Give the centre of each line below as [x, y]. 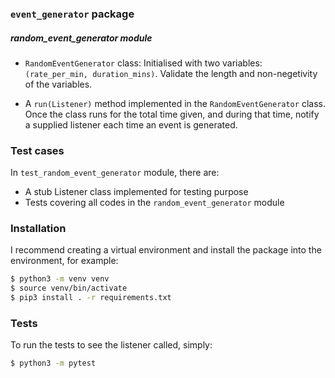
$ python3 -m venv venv [60, 279]
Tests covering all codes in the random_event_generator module [154, 203]
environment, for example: [64, 261]
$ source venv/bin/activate [69, 288]
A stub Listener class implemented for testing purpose [136, 192]
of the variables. [58, 84]
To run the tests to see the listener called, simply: [111, 345]
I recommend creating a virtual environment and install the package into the [166, 250]
